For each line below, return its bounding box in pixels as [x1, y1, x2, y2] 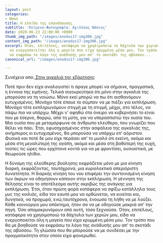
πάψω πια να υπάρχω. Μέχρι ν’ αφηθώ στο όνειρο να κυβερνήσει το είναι [5, 110, 155, 116]
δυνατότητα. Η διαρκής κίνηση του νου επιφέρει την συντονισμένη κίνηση [5, 171, 155, 176]
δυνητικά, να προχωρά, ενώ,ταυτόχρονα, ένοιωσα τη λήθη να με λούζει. [5, 196, 153, 202]
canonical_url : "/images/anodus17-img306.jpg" [5, 57, 101, 62]
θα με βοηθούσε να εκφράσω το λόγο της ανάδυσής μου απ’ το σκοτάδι [5, 222, 151, 228]
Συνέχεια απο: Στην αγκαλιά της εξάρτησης [5, 74, 95, 80]
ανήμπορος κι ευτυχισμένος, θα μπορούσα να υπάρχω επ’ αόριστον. [5, 130, 144, 136]
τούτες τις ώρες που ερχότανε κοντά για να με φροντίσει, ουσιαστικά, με [5, 146, 153, 152]
